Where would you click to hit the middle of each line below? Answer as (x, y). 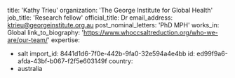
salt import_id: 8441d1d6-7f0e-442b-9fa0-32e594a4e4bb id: (106, 53)
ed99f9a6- (212, 53)
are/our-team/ (27, 40)
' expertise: (64, 40)
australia (30, 69)
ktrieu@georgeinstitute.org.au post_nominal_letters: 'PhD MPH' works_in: (113, 25)
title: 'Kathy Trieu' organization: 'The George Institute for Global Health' (110, 10)
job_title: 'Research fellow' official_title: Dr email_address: (90, 18)
